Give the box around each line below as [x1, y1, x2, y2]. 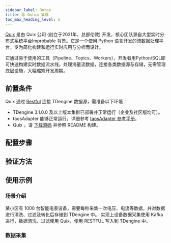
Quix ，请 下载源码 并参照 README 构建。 [12, 122, 101, 128]
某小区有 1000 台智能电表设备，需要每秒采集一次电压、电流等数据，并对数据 [5, 205, 165, 211]
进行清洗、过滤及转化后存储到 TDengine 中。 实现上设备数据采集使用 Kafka [5, 211, 163, 218]
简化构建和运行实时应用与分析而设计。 [22, 44, 103, 50]
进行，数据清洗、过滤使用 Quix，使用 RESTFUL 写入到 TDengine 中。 [5, 218, 151, 224]
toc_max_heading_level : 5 [5, 17, 60, 22]
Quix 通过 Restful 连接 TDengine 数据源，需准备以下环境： [5, 99, 128, 105]
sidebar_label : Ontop [5, 7, 51, 13]
